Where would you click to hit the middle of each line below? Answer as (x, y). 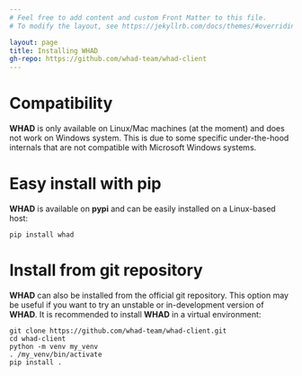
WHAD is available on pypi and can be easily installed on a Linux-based (142, 209)
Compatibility (61, 103)
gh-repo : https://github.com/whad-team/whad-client (108, 59)
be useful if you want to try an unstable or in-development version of (137, 304)
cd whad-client (38, 338)
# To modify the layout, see (64, 26)
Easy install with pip (85, 184)
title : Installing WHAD (54, 50)
